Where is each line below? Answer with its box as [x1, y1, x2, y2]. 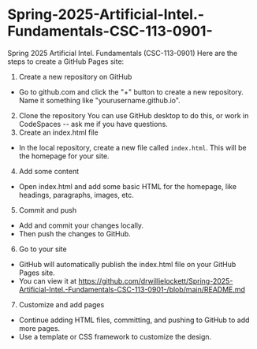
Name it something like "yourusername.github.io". [18, 95, 181, 105]
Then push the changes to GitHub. [18, 228, 131, 238]
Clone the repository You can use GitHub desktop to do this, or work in [18, 110, 249, 120]
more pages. [18, 323, 61, 332]
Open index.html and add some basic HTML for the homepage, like [18, 181, 237, 191]
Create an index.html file [18, 128, 99, 137]
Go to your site [18, 244, 68, 254]
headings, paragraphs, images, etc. [18, 190, 135, 199]
